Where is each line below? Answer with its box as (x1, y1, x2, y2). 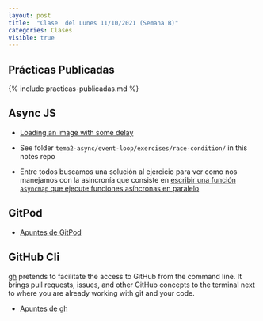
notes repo (19, 151, 55, 160)
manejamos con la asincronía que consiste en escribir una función (19, 175, 236, 184)
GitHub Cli (8, 251, 60, 264)
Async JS (8, 107, 57, 120)
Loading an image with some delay (19, 127, 134, 137)
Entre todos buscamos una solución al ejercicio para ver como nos (19, 167, 238, 176)
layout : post (8, 11, 51, 20)
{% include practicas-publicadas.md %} (8, 84, 139, 93)
